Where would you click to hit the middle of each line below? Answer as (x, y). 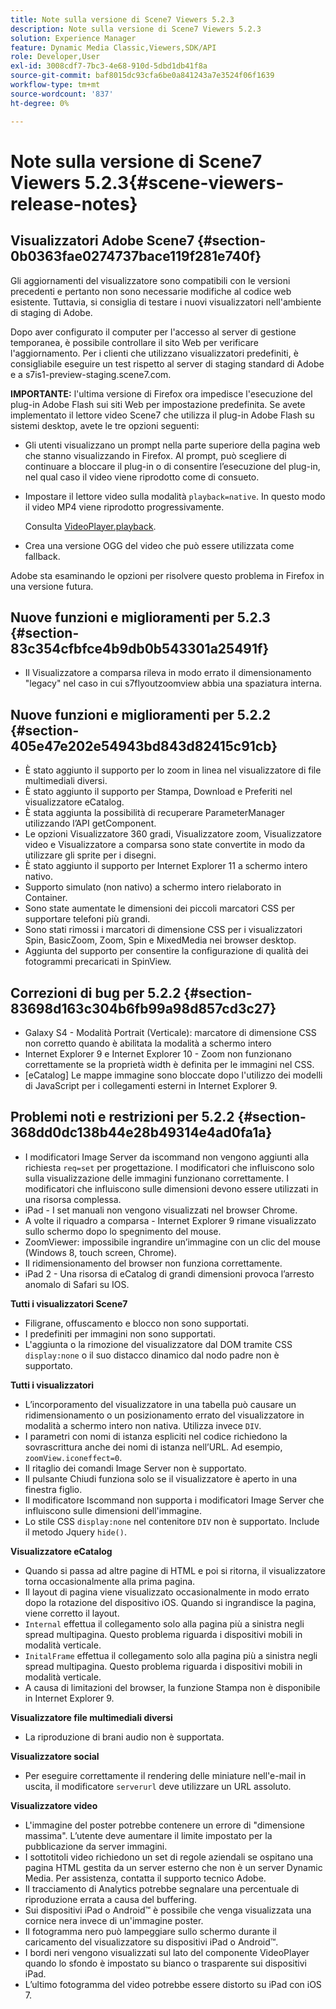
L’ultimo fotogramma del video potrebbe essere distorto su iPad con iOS (173, 1984)
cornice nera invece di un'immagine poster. (114, 1920)
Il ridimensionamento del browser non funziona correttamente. (153, 1263)
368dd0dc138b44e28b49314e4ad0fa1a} (141, 1132)
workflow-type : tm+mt (55, 85)
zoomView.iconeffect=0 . (73, 1457)
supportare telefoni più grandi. (87, 919)
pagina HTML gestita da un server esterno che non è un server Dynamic (173, 1867)
